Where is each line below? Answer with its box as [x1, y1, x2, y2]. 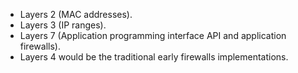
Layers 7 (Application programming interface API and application [19, 30, 287, 41]
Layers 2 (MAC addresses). [19, 9, 133, 20]
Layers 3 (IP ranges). [19, 19, 107, 31]
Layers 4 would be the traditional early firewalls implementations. [19, 51, 289, 63]
